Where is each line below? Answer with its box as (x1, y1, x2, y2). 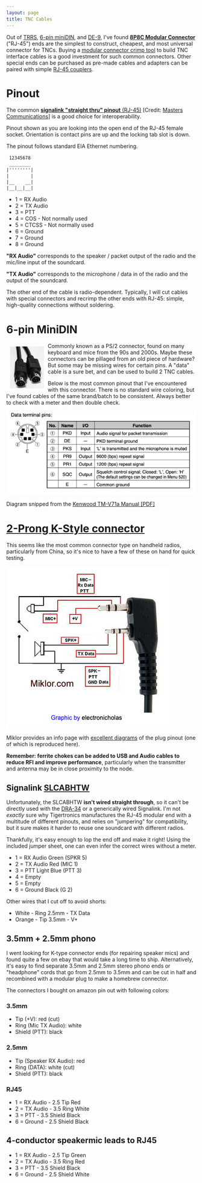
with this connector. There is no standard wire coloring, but (48, 386, 195, 393)
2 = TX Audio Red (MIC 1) (14, 860, 78, 868)
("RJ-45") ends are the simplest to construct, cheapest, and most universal (6, 40, 193, 47)
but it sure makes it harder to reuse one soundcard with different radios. (6, 824, 185, 832)
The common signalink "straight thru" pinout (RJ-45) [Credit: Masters (6, 106, 183, 114)
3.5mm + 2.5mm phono (6, 933, 96, 944)
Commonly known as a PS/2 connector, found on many (48, 343, 185, 350)
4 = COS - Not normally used (14, 215, 88, 223)
